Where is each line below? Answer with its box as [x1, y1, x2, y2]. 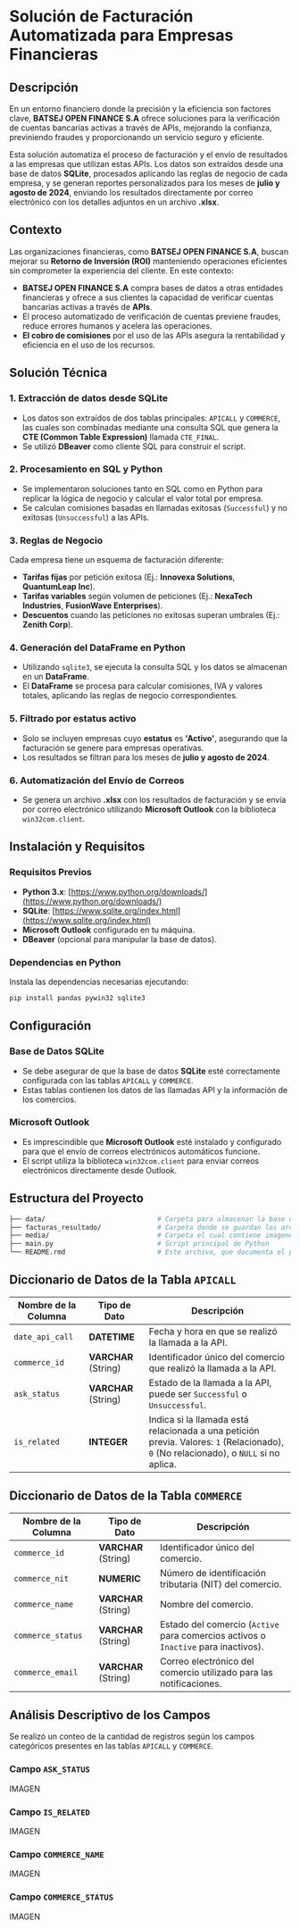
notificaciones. [159, 1677, 222, 1690]
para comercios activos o [159, 1629, 266, 1641]
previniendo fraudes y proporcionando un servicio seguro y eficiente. [9, 132, 265, 142]
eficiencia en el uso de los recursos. [21, 339, 156, 350]
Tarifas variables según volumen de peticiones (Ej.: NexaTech [21, 591, 253, 602]
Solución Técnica [9, 365, 108, 380]
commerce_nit [13, 1574, 70, 1583]
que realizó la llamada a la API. [148, 1362, 277, 1374]
